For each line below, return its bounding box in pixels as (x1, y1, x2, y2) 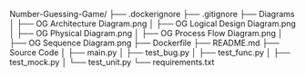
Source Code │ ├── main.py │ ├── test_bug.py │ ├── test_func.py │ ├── (9, 47, 291, 58)
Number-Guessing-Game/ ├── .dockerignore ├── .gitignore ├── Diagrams (9, 9, 295, 19)
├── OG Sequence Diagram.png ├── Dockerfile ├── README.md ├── (9, 37, 280, 48)
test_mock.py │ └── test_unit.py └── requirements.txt (9, 57, 215, 67)
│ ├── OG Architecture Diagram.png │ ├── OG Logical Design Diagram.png (9, 18, 296, 29)
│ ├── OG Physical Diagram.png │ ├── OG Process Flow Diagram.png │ (9, 28, 284, 38)
